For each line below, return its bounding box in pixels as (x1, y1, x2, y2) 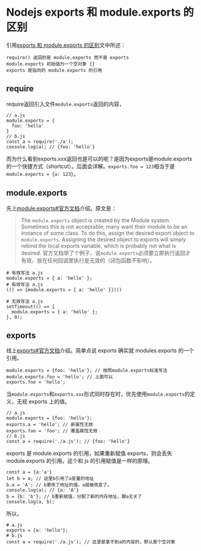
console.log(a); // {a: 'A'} (6, 487, 79, 493)
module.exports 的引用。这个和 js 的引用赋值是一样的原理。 (6, 457, 154, 465)
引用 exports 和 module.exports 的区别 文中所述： (6, 41, 126, 49)
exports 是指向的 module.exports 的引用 (6, 67, 103, 73)
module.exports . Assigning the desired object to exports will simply (20, 235, 187, 243)
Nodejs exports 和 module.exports (6, 5, 181, 19)
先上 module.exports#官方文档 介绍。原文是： (6, 205, 117, 212)
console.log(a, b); (6, 499, 55, 505)
